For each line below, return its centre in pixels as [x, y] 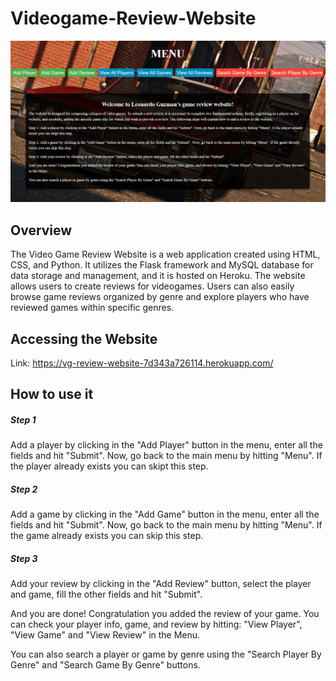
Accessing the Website [84, 338]
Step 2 [24, 489]
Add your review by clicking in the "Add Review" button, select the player [161, 584]
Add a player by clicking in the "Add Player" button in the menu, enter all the [166, 445]
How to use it [52, 394]
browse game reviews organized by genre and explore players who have [160, 297]
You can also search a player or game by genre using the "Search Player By [166, 654]
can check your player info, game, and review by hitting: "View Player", [156, 624]
